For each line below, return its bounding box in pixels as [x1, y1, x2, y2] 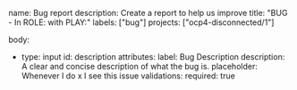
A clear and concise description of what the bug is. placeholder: [21, 61, 259, 71]
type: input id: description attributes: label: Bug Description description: [21, 52, 285, 61]
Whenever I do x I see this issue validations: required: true [21, 70, 236, 81]
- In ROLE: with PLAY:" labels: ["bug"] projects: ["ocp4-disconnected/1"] [8, 17, 275, 28]
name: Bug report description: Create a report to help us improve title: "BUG [8, 8, 288, 18]
